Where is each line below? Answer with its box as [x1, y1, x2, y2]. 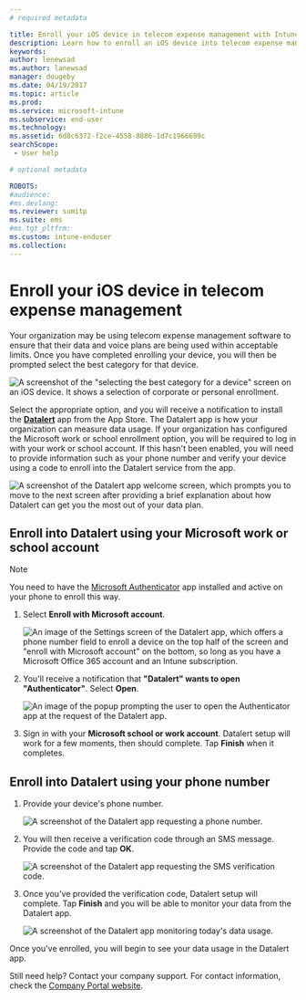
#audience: [9, 190, 51, 199]
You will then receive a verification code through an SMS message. [22, 834, 275, 845]
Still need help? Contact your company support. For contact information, [9, 971, 281, 982]
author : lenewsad [9, 56, 76, 65]
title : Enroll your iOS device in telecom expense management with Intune [9, 29, 300, 39]
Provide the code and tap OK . [22, 843, 135, 854]
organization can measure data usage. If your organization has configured [9, 423, 288, 434]
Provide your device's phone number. [22, 798, 164, 809]
